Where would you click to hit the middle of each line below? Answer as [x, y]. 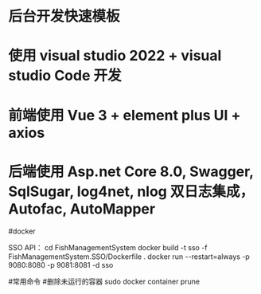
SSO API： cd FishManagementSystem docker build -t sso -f [108, 247]
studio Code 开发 [65, 76]
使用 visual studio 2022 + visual [115, 56]
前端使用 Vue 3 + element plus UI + [125, 115]
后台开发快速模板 [64, 16]
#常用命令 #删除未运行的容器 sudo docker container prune [104, 281]
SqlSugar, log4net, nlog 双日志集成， [131, 191]
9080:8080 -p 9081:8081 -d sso [61, 265]
